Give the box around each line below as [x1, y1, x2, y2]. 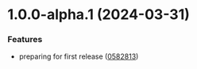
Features [7, 34, 43, 45]
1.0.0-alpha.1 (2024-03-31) [7, 6, 190, 24]
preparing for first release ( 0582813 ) [18, 52, 139, 61]
